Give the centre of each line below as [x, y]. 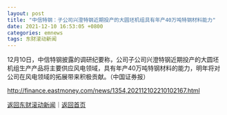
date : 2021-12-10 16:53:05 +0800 [55, 26]
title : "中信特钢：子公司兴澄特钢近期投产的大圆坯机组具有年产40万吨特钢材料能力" [111, 20]
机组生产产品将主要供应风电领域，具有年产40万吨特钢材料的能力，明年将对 [114, 68]
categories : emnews [35, 33]
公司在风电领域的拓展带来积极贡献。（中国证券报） [78, 77]
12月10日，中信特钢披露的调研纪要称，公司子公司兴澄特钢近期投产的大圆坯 [113, 60]
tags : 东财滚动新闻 [32, 39]
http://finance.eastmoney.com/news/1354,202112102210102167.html [103, 91]
